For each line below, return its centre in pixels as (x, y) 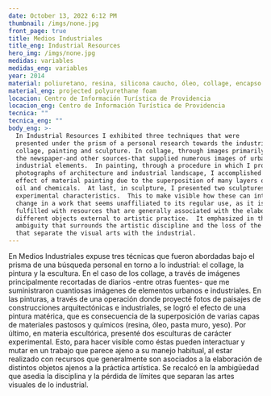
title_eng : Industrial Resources (65, 46)
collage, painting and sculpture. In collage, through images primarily (140, 151)
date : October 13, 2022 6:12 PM (63, 16)
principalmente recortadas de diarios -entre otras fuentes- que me (119, 282)
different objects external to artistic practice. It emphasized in (135, 219)
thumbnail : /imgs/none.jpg (54, 23)
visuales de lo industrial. (48, 385)
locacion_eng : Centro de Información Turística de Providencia (117, 106)
